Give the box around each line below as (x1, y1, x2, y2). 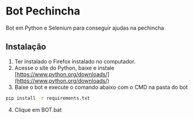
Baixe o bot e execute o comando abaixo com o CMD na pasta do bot (14, 83, 188, 91)
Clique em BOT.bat (14, 106, 62, 113)
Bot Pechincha (5, 4, 81, 18)
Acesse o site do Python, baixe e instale (14, 64, 115, 71)
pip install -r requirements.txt (5, 95, 90, 101)
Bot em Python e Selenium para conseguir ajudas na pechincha (5, 24, 164, 31)
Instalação (5, 42, 47, 52)
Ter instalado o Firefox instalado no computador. (14, 57, 136, 65)
